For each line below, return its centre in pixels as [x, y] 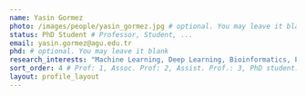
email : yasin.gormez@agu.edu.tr [71, 43]
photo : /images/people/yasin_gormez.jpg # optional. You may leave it [146, 26]
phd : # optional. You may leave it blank [89, 52]
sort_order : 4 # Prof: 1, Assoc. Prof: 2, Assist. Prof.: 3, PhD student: [154, 69]
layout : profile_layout [55, 77]
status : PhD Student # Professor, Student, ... [102, 34]
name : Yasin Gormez [46, 18]
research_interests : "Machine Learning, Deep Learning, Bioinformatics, [150, 60]
